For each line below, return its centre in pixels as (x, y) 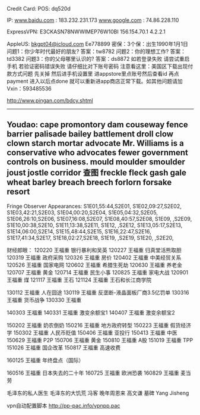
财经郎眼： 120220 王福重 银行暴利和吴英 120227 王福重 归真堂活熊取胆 (94, 250)
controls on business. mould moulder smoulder (96, 162)
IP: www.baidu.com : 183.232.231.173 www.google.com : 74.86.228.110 (93, 20)
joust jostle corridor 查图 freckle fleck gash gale (96, 173)
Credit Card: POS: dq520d (39, 9)
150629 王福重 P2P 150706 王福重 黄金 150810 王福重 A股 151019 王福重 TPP (100, 340)
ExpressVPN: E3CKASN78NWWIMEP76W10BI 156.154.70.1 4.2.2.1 (86, 32)
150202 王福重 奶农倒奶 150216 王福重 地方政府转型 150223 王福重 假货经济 (99, 325)
